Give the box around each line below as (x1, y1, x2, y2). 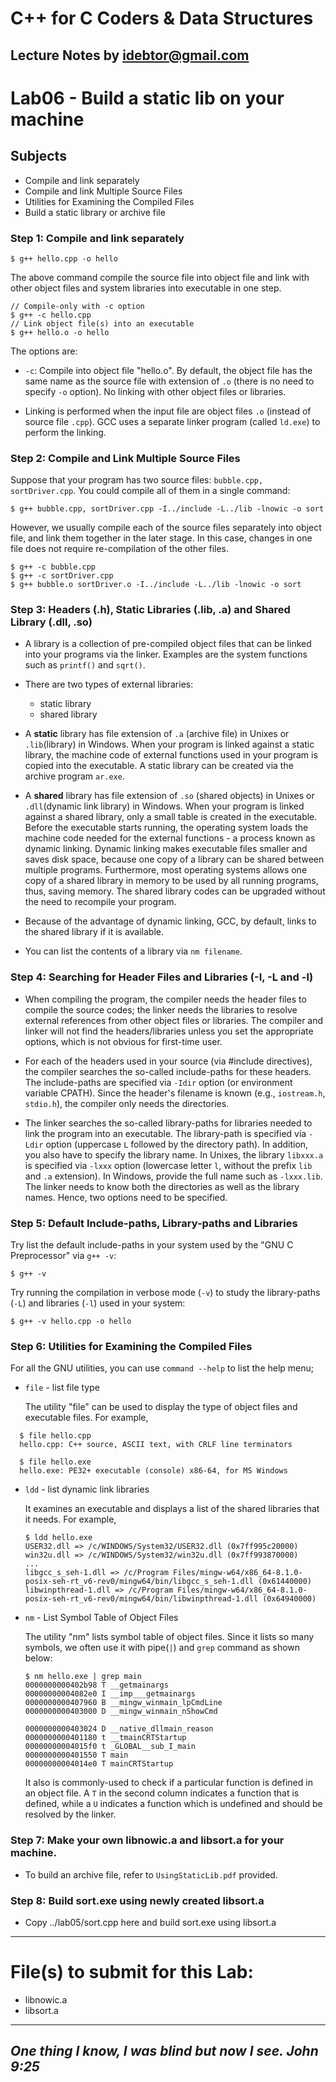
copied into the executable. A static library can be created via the (24, 760, 294, 772)
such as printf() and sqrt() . (24, 659, 146, 671)
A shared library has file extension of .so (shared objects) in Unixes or (24, 790, 315, 802)
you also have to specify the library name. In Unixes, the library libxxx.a (24, 1148, 324, 1161)
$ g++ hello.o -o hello (10, 327, 110, 337)
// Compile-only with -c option (10, 301, 145, 311)
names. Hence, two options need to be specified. (24, 1191, 228, 1203)
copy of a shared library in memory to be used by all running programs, (24, 875, 319, 887)
